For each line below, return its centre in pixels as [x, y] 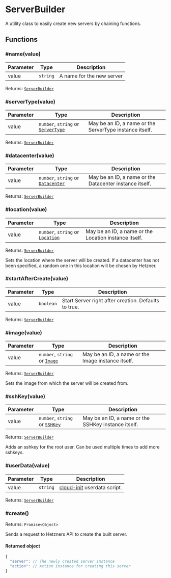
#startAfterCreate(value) [37, 279]
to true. [70, 307]
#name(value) [23, 54]
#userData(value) [27, 466]
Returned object [23, 546]
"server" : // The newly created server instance [62, 562]
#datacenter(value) [30, 155]
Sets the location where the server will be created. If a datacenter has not [82, 260]
